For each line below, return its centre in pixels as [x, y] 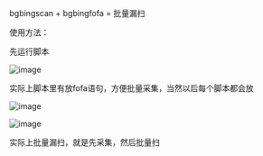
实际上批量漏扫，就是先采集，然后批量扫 [85, 142]
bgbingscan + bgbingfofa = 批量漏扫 [77, 13]
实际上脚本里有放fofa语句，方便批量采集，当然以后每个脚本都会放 [131, 88]
